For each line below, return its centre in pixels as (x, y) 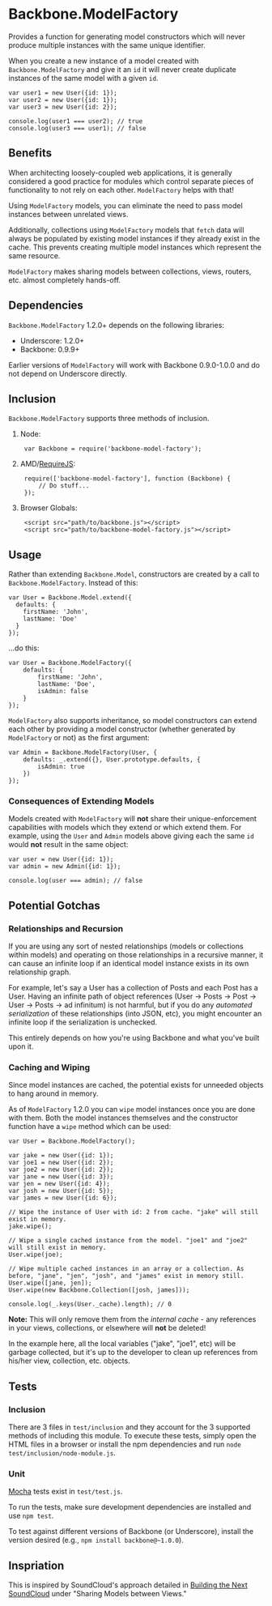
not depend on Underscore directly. (68, 373)
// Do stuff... (64, 486)
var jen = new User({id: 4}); (59, 1184)
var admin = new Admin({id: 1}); (65, 867)
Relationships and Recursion (66, 928)
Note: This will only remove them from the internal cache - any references (132, 1319)
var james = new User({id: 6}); (63, 1198)
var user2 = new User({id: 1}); (63, 100)
